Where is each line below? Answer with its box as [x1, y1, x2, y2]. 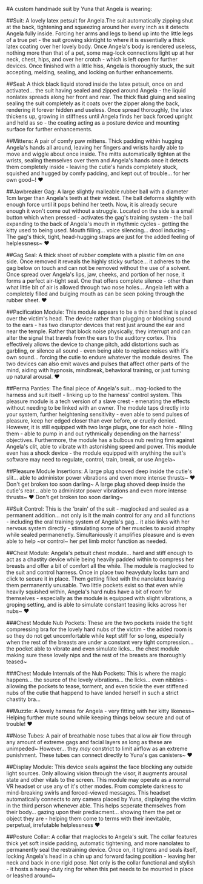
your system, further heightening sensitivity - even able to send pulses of [6, 410, 190, 418]
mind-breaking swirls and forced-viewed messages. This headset [6, 789, 171, 796]
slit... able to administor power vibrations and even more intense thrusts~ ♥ [6, 474, 196, 481]
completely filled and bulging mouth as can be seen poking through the [6, 290, 185, 297]
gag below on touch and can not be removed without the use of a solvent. [6, 264, 191, 271]
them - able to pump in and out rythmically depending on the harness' [6, 430, 182, 437]
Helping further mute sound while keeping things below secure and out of [6, 714, 191, 721]
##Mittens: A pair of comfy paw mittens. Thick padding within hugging [6, 137, 183, 145]
